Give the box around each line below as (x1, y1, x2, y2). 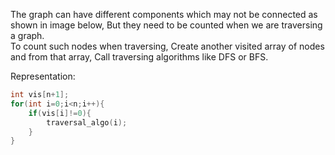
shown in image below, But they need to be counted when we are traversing (10, 19, 323, 31)
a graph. (10, 30, 45, 41)
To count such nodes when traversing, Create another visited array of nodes (10, 40, 325, 52)
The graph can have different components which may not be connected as (10, 9, 318, 20)
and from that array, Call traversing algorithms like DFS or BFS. (10, 51, 269, 63)
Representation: (10, 70, 76, 82)
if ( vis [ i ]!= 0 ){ (28, 108, 92, 118)
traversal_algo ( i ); (46, 117, 128, 128)
